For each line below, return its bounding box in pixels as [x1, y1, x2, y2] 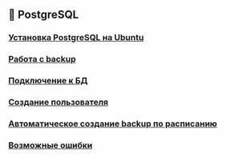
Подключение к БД [8, 75, 88, 87]
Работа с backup [8, 54, 76, 65]
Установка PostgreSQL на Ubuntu [8, 32, 144, 43]
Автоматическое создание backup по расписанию [8, 118, 218, 129]
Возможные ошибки [8, 140, 93, 151]
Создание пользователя [8, 97, 108, 108]
